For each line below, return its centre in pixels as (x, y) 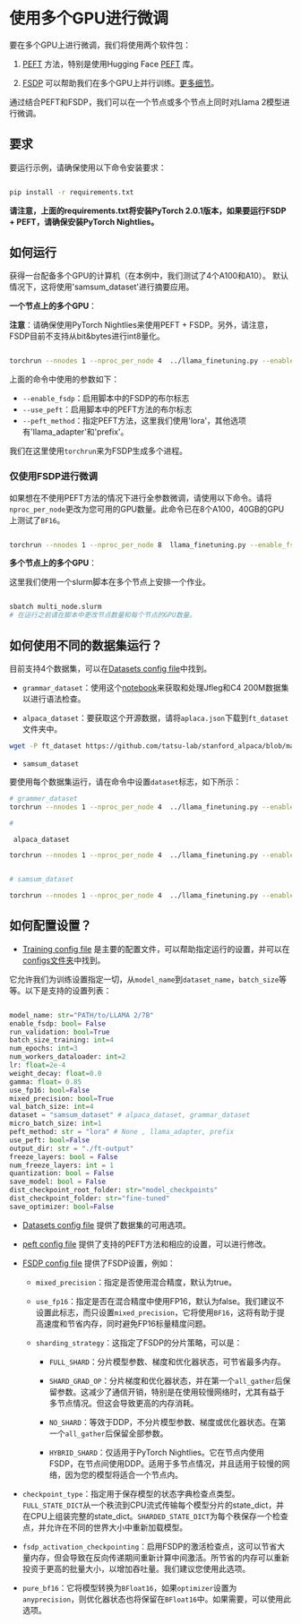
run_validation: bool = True (60, 1032)
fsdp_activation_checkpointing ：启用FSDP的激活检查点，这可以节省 (150, 1546)
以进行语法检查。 (54, 699)
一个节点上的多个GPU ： (53, 306)
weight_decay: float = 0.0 (56, 1073)
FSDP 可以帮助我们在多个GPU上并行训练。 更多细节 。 (120, 82)
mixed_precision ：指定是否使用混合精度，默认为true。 (136, 1282)
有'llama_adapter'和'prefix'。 (75, 432)
